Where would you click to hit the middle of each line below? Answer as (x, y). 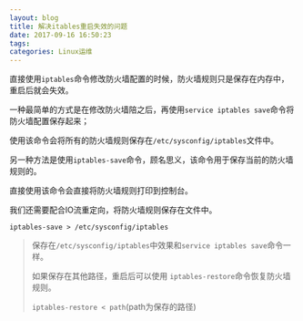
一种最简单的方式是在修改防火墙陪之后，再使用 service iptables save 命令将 (152, 109)
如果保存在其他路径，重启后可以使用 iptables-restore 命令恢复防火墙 (161, 276)
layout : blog (34, 18)
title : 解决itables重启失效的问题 (69, 26)
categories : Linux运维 (51, 52)
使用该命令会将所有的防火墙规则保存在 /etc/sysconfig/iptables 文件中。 (144, 140)
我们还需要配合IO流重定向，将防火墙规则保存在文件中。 (113, 210)
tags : (20, 43)
